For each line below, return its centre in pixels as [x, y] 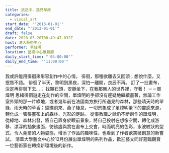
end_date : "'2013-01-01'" [32, 29]
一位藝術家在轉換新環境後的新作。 [40, 145]
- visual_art [23, 19]
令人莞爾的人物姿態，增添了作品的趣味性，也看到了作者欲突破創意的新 [87, 133]
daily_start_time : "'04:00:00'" [39, 57]
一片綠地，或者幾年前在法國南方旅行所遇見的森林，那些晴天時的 [93, 102]
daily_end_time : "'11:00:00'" [37, 61]
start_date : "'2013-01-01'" [35, 24]
